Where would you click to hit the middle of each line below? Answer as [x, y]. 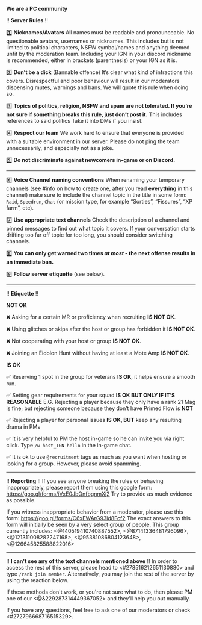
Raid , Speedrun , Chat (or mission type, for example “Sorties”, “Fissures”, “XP [99, 201]
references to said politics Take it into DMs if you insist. [75, 121]
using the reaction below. [38, 580]
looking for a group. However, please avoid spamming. [74, 464]
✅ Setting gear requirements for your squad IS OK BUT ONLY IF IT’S [91, 395]
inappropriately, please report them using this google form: [79, 487]
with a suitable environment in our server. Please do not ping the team [93, 141]
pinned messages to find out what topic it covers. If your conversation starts [101, 229]
